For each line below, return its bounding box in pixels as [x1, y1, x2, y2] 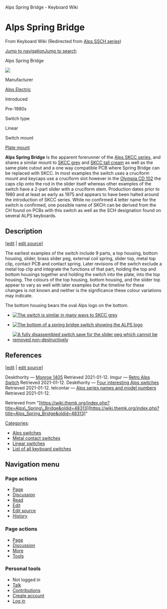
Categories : [5, 420, 29, 426]
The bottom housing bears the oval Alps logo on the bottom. [5, 302, 129, 308]
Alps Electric [5, 86, 31, 92]
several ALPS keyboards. [5, 212, 57, 218]
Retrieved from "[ [5, 399, 41, 405]
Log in [12, 597, 26, 604]
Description [5, 227, 42, 235]
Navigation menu [5, 460, 60, 468]
